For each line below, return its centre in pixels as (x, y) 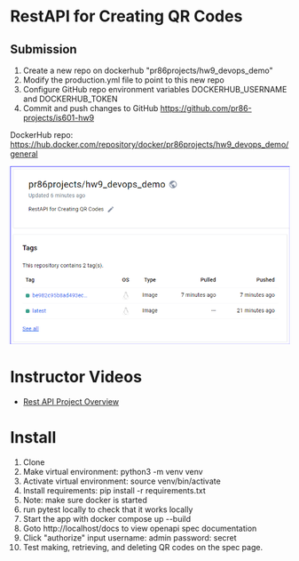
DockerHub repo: (42, 135)
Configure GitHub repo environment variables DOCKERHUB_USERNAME (155, 89)
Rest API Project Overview (71, 402)
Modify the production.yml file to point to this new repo (123, 80)
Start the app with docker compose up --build (107, 518)
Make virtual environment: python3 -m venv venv (113, 471)
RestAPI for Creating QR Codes (126, 16)
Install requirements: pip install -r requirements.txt (114, 490)
